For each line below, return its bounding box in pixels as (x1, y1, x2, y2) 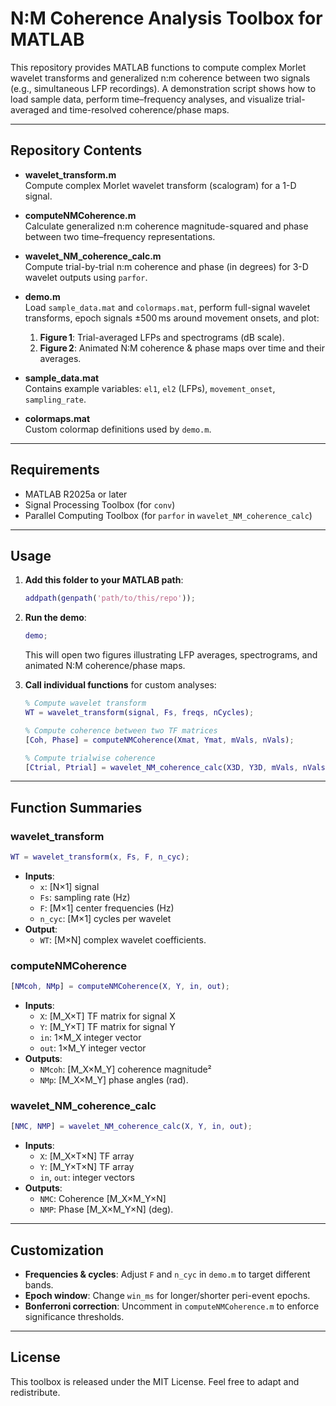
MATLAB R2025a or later (24, 488, 128, 500)
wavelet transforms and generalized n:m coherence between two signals (10, 72, 311, 84)
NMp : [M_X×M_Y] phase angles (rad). (39, 1074, 189, 1086)
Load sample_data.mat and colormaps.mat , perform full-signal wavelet (24, 301, 311, 313)
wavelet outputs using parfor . (24, 271, 148, 283)
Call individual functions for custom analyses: (24, 679, 217, 691)
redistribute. (10, 1386, 61, 1398)
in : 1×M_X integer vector (39, 1032, 142, 1044)
